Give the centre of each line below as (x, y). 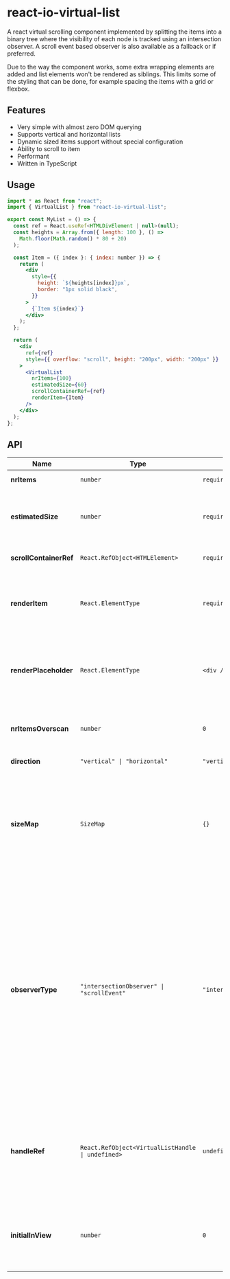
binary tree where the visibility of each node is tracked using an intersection (114, 38)
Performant (33, 156)
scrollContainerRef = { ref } (69, 392)
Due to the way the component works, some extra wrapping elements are (111, 67)
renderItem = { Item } (58, 398)
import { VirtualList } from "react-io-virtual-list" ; (87, 207)
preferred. (22, 54)
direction (26, 762)
